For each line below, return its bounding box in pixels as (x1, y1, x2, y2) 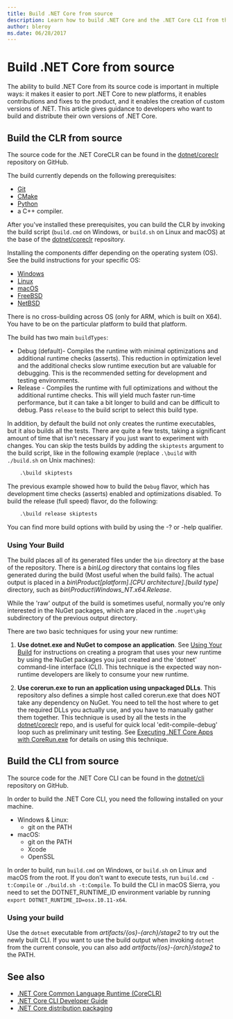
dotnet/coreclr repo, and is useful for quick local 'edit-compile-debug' (17, 720, 218, 729)
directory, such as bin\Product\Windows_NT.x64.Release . (7, 586, 172, 594)
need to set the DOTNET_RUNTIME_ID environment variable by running (7, 888, 211, 896)
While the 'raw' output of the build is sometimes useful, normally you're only (7, 599, 225, 608)
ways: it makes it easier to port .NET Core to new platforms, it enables (7, 90, 207, 98)
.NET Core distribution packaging (17, 1004, 113, 1012)
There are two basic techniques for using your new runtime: (7, 627, 178, 636)
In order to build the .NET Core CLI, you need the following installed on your (7, 795, 223, 803)
